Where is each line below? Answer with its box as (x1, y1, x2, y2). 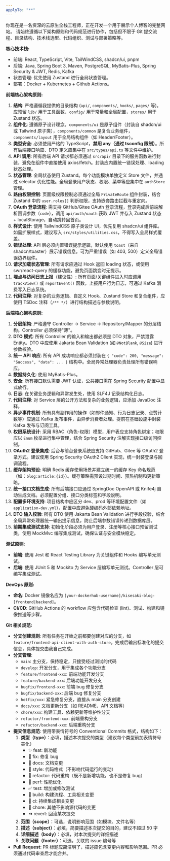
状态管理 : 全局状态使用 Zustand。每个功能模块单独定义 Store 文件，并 (13, 172, 159, 178)
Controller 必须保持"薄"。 (22, 327, 75, 333)
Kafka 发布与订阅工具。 (13, 422, 62, 428)
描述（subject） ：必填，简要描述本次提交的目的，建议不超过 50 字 (20, 824, 158, 831)
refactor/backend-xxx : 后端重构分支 (20, 721, 96, 727)
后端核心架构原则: (6, 310, 43, 316)
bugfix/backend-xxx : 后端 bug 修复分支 (20, 690, 102, 696)
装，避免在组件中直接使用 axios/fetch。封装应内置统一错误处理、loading (13, 159, 164, 165)
